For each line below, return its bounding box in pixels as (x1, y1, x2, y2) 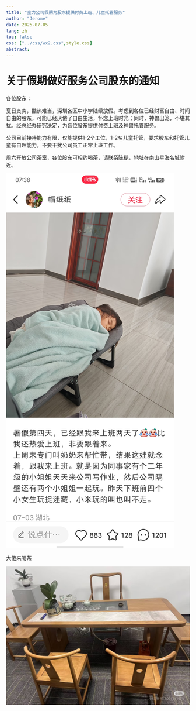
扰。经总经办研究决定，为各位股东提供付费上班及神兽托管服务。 (6, 122, 159, 129)
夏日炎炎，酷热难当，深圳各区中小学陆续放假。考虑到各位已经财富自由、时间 (6, 107, 190, 114)
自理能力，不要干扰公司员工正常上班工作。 (16, 141, 118, 149)
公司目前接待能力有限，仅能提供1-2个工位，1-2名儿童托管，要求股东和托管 (6, 134, 185, 141)
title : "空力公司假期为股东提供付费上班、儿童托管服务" (6, 9, 125, 15)
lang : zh (6, 28, 27, 34)
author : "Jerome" (6, 15, 48, 22)
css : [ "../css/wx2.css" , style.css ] (6, 40, 93, 46)
